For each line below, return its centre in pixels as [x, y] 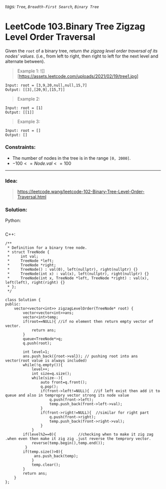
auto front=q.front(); [64, 382]
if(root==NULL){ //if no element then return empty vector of [88, 322]
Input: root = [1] [24, 108]
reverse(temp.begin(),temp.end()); [68, 443]
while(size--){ [47, 378]
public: [13, 305]
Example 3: [29, 122]
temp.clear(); [46, 465]
